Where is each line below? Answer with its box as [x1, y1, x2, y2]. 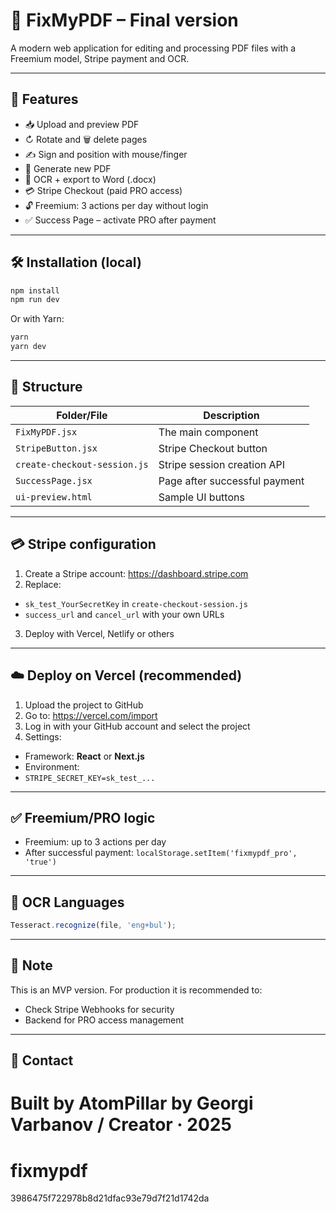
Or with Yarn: [10, 313, 65, 325]
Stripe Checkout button [158, 441, 268, 455]
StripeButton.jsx [15, 442, 98, 454]
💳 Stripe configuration [10, 536, 157, 553]
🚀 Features [10, 91, 79, 108]
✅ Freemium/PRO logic [10, 809, 156, 826]
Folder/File [56, 408, 108, 422]
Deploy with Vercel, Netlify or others [24, 627, 175, 639]
